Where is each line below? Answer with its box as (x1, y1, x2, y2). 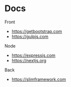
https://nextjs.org (11, 57, 47, 63)
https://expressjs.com (11, 52, 55, 58)
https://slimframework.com (11, 76, 66, 82)
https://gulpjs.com (11, 34, 49, 39)
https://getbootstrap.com (11, 28, 62, 34)
